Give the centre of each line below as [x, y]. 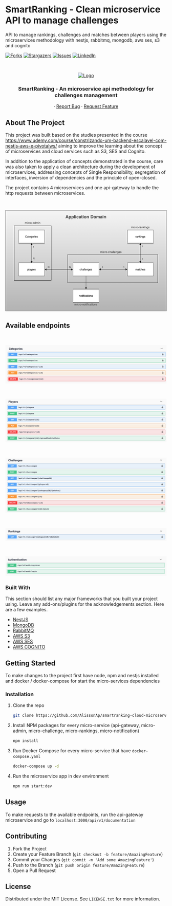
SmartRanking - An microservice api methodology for [86, 88]
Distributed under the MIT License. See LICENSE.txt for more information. [83, 899]
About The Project [35, 123]
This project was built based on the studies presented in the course [76, 135]
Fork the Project [30, 848]
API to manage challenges [62, 20]
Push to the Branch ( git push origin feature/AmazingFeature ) [79, 865]
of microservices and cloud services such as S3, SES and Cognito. [76, 151]
